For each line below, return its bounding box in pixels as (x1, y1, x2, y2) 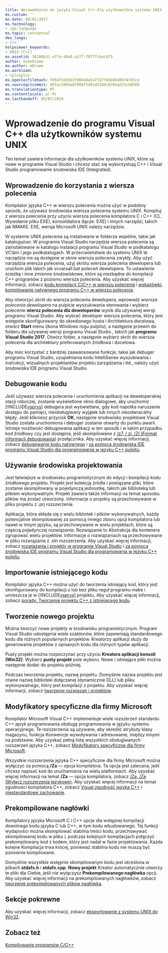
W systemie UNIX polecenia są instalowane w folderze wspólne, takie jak (5, 233, 156, 239)
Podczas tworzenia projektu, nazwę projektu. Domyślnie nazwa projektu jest (5, 672, 162, 678)
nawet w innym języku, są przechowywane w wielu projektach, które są (5, 522, 153, 528)
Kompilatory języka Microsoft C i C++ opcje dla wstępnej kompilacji (5, 817, 144, 823)
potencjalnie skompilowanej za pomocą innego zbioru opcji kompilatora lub (5, 516, 160, 522)
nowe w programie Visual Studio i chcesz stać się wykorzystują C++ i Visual (5, 161, 162, 167)
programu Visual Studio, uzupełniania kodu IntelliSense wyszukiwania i (5, 355, 151, 360)
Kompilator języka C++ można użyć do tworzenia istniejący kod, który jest (5, 581, 158, 587)
